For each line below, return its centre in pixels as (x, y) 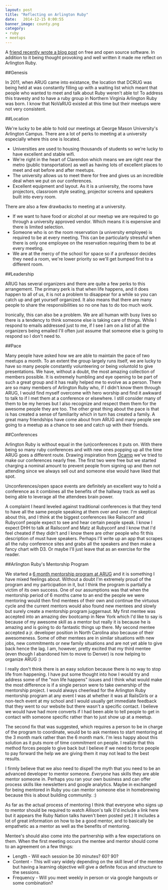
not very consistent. (26, 109)
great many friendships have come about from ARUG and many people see (83, 419)
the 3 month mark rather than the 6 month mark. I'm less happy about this (81, 737)
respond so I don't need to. (33, 336)
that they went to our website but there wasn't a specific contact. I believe (82, 706)
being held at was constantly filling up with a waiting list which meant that (81, 87)
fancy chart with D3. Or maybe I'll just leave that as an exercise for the (78, 549)
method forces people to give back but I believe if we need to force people (82, 748)
